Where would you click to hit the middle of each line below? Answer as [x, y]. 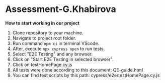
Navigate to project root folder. [44, 38]
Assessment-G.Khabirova [61, 9]
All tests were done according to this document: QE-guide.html [78, 70]
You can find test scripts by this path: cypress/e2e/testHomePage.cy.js [86, 75]
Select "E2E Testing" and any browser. [53, 54]
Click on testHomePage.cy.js [42, 64]
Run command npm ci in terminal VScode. [56, 43]
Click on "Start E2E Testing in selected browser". [63, 59]
